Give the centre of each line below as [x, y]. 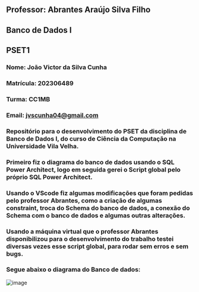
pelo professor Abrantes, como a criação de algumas [84, 200]
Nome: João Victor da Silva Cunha [56, 67]
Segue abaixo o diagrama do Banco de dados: [73, 269]
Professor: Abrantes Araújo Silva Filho [78, 10]
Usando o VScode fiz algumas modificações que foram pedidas [100, 193]
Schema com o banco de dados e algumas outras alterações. [96, 215]
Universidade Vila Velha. [42, 146]
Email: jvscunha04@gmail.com [53, 115]
